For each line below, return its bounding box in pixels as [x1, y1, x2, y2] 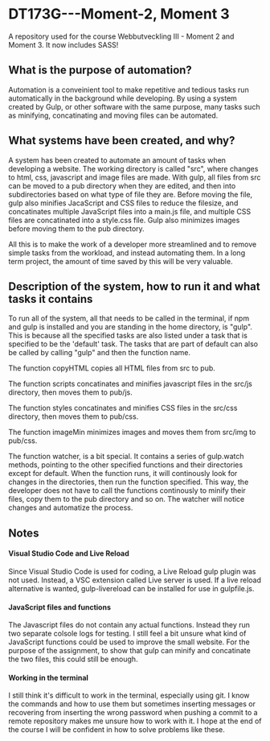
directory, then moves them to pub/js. [8, 387, 133, 397]
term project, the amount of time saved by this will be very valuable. [8, 256, 233, 266]
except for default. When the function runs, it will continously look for [8, 469, 238, 478]
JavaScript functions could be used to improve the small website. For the [8, 637, 251, 647]
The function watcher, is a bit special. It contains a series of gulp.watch [8, 452, 244, 462]
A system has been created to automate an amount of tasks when [8, 155, 227, 165]
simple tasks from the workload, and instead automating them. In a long [8, 247, 246, 258]
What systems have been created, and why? [8, 134, 235, 147]
